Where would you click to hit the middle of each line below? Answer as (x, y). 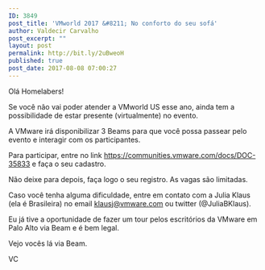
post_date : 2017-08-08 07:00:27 (62, 69)
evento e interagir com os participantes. (75, 139)
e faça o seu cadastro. (69, 164)
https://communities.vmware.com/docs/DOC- (180, 155)
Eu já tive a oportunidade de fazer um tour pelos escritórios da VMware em (133, 219)
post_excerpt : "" (37, 38)
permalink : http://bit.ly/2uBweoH (66, 53)
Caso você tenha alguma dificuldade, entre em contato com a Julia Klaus (130, 195)
